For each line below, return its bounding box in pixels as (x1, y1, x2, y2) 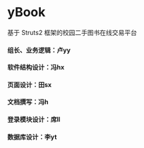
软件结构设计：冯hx (7, 63, 65, 72)
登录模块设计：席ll (7, 115, 61, 123)
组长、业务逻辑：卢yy (7, 46, 71, 54)
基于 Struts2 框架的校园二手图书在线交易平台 (7, 28, 138, 36)
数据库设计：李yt (7, 133, 57, 141)
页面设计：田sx (7, 80, 52, 88)
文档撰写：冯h (7, 97, 49, 106)
